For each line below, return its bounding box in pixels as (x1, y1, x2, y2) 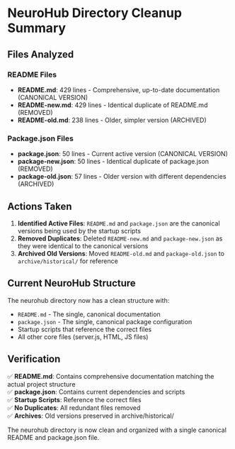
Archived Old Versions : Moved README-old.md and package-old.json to (17, 249, 225, 257)
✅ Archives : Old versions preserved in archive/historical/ (7, 411, 175, 420)
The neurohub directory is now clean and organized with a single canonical (7, 426, 227, 434)
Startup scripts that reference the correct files (17, 325, 152, 333)
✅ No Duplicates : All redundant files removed (7, 403, 141, 412)
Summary (7, 20, 66, 36)
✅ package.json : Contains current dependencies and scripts (7, 387, 185, 396)
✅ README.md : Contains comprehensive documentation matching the (7, 372, 214, 380)
